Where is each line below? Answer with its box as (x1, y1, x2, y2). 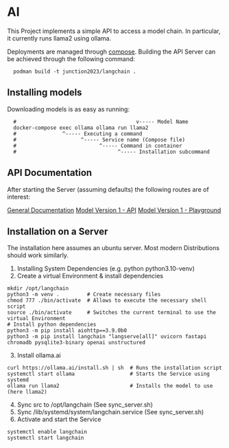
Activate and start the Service (16, 415, 101, 423)
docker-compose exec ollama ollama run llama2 (13, 124, 149, 131)
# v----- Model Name (13, 118, 189, 125)
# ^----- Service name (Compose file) (13, 136, 186, 143)
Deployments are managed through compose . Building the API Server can (7, 47, 216, 56)
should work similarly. (7, 251, 69, 260)
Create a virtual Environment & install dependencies (16, 272, 163, 280)
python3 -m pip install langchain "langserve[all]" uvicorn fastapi (7, 333, 207, 340)
